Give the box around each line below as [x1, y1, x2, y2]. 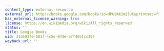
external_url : [5, 12, 34, 17]
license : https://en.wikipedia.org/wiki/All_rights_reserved [5, 20, 132, 26]
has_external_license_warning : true [5, 16, 80, 21]
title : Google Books [5, 30, 47, 34]
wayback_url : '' [5, 39, 38, 44]
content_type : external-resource [5, 7, 73, 12]
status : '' [5, 25, 27, 30]
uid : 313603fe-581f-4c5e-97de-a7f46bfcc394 [5, 34, 95, 39]
